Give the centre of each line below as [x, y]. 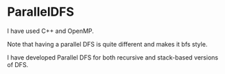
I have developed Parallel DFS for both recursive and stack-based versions [113, 57]
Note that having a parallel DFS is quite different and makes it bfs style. [107, 44]
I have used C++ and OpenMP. [50, 31]
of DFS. [18, 64]
